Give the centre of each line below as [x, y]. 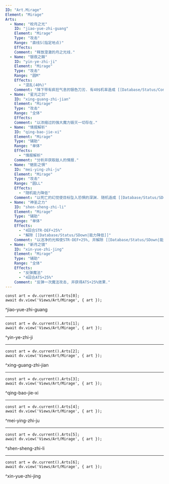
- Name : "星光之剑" [29, 94]
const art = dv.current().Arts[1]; [43, 324]
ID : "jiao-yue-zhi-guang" [41, 29]
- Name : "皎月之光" [29, 24]
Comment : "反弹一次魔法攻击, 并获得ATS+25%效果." [62, 282]
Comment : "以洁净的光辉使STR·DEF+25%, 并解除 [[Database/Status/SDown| [87, 240]
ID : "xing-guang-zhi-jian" [43, 99]
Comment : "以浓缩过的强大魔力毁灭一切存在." [56, 122]
